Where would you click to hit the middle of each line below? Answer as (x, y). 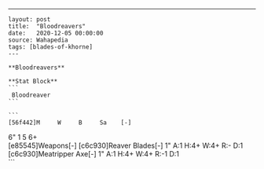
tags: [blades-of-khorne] (50, 47)
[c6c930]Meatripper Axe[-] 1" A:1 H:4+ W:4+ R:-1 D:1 (93, 154)
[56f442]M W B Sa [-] (70, 123)
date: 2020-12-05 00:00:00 (56, 33)
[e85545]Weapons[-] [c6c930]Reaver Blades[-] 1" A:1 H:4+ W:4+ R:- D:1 (126, 145)
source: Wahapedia (38, 40)
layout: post (29, 20)
